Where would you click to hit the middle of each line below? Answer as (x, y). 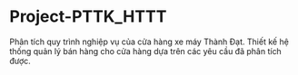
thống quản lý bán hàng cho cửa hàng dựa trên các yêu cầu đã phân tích (145, 51)
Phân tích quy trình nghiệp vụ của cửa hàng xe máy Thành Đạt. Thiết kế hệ (149, 42)
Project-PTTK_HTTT (88, 17)
